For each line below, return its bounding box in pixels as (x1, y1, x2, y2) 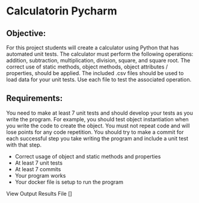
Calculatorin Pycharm (6, 4, 117, 18)
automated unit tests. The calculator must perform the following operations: (6, 50, 194, 58)
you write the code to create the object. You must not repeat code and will (6, 122, 191, 129)
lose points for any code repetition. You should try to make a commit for (6, 128, 184, 136)
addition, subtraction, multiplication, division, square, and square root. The (6, 57, 191, 64)
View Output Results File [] (6, 190, 72, 197)
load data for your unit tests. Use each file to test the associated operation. (6, 76, 192, 83)
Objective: (6, 28, 46, 38)
